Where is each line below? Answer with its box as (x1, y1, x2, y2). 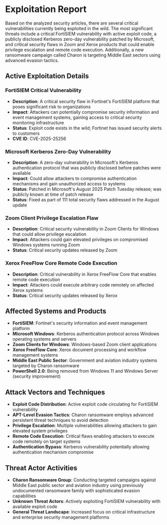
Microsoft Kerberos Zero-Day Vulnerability (5, 148, 111, 155)
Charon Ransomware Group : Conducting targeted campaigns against (12, 477, 156, 483)
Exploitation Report (5, 4, 87, 15)
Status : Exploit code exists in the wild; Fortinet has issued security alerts (12, 125, 162, 131)
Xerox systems (12, 287, 43, 293)
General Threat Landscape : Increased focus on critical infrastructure (12, 508, 156, 514)
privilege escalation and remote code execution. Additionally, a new (5, 47, 144, 53)
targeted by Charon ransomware (12, 363, 80, 369)
